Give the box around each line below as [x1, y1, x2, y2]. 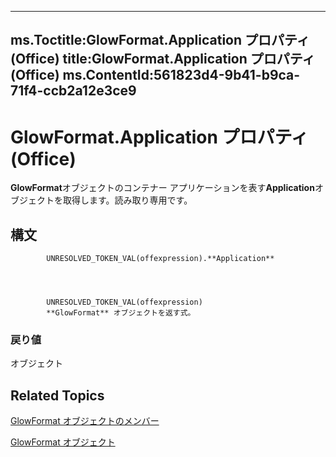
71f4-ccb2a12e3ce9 [10, 82, 137, 100]
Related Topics [10, 387, 105, 404]
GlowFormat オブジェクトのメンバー [10, 415, 160, 427]
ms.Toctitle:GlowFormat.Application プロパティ [10, 32, 310, 49]
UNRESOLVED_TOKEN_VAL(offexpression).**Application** [46, 254, 275, 264]
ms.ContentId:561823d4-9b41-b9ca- [62, 67, 301, 84]
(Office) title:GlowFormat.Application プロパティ [10, 51, 316, 68]
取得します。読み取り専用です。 [62, 194, 193, 206]
